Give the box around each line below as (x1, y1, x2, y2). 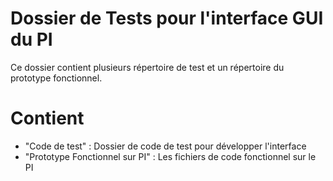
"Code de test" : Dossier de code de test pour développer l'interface (24, 140, 307, 152)
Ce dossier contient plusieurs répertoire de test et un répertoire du (10, 61, 285, 73)
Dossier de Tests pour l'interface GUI (10, 7, 324, 30)
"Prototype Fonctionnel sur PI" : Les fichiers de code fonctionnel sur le (24, 150, 317, 162)
